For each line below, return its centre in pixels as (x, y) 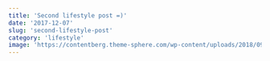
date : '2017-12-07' (41, 23)
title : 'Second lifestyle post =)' (68, 15)
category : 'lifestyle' (46, 38)
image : (19, 45)
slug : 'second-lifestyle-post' (61, 30)
